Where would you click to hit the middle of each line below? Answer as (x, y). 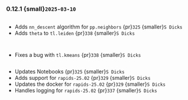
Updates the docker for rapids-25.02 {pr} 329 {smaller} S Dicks (90, 84)
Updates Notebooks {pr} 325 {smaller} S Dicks (70, 72)
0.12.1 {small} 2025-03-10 (41, 9)
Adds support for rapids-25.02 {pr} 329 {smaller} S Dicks (82, 78)
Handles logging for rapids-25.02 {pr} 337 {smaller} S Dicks (86, 91)
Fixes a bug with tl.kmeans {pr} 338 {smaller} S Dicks (78, 55)
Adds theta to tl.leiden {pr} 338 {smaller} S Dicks (74, 33)
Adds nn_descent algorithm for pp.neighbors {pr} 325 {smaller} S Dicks (98, 27)
